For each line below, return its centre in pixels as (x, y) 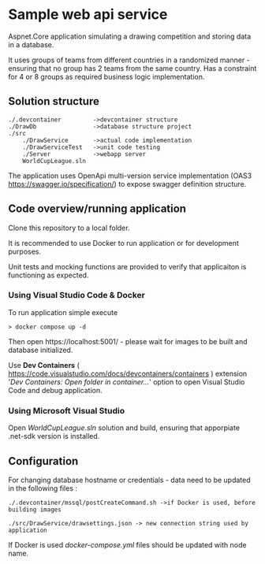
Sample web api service (88, 15)
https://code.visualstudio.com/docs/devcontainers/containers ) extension (128, 373)
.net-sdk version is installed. (54, 436)
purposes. (25, 251)
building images (35, 510)
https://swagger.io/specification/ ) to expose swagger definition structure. (127, 184)
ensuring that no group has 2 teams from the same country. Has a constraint (132, 68)
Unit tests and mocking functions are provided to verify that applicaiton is (127, 266)
